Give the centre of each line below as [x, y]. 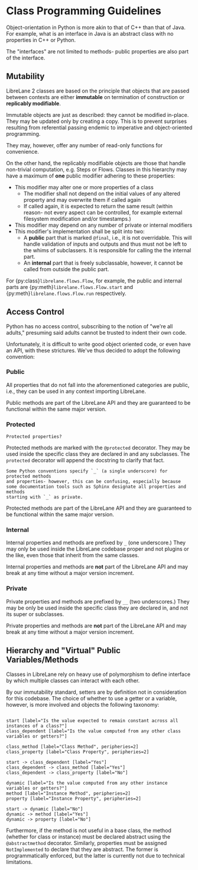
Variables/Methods [42, 660]
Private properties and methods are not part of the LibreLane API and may [97, 625]
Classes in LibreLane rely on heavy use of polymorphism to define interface [98, 674]
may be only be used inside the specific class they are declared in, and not [97, 608]
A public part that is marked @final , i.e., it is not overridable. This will [108, 237]
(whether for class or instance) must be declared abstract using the [88, 836]
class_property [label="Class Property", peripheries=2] [78, 752]
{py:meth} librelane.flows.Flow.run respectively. [66, 293]
